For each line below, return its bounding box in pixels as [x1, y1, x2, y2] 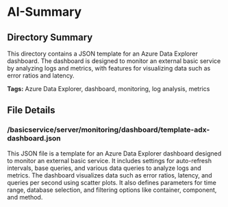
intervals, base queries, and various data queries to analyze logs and [7, 164, 201, 172]
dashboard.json [7, 134, 62, 143]
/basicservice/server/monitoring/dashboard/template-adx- [7, 125, 210, 134]
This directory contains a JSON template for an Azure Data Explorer [7, 49, 199, 58]
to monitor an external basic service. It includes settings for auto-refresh [7, 156, 212, 165]
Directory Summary [7, 32, 93, 43]
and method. [7, 193, 43, 201]
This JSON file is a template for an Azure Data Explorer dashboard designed [7, 149, 222, 158]
